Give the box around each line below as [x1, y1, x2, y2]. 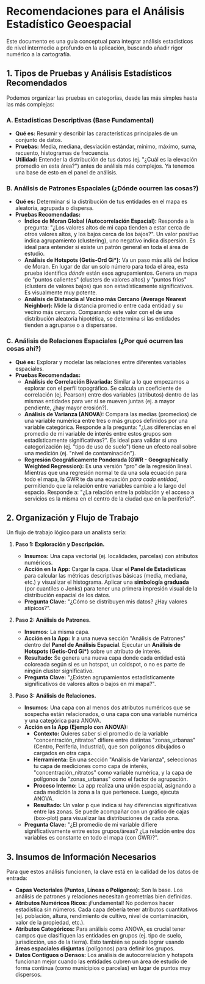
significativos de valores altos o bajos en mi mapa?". [24, 680, 156, 688]
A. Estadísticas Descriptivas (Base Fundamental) [6, 116, 154, 124]
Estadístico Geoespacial [6, 17, 132, 31]
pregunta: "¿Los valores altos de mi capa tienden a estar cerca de [24, 224, 190, 231]
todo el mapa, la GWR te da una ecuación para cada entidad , [24, 475, 179, 483]
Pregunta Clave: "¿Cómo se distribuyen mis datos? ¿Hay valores [24, 598, 188, 605]
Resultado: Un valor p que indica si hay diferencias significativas [33, 802, 197, 809]
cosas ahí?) [6, 345, 41, 353]
